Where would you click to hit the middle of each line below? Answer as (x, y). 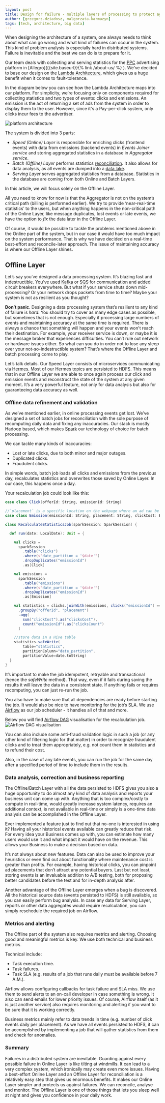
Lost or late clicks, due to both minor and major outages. (69, 453)
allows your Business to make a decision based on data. (62, 844)
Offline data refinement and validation (51, 402)
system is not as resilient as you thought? (47, 298)
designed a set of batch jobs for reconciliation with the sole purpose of (77, 418)
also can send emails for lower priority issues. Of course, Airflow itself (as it (82, 999)
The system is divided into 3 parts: (40, 133)
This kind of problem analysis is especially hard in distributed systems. (77, 48)
